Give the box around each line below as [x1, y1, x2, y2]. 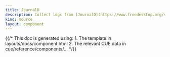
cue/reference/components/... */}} [5, 46, 77, 52]
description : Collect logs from [5, 12, 73, 17]
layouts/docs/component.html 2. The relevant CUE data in [5, 41, 126, 47]
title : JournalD [5, 7, 39, 13]
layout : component [5, 21, 44, 27]
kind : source [5, 17, 33, 22]
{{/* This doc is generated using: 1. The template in [5, 35, 111, 41]
